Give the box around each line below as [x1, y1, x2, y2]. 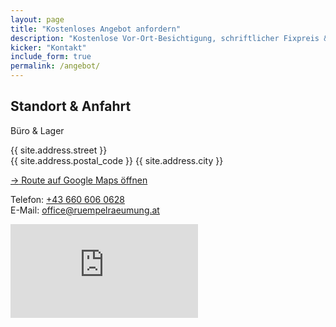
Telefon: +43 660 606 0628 [10, 193, 125, 205]
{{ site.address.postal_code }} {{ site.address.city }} [10, 154, 224, 166]
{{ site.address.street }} [10, 144, 108, 156]
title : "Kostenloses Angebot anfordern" [10, 24, 182, 34]
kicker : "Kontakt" [10, 42, 87, 53]
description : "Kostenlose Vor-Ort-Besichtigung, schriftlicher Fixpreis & [10, 33, 329, 43]
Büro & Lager [10, 124, 65, 136]
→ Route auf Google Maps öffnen [10, 174, 148, 186]
